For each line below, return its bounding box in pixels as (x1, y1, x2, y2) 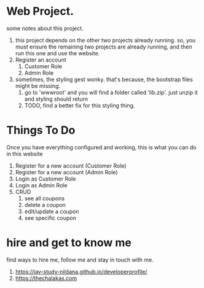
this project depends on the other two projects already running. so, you (15, 36, 196, 44)
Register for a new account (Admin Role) (15, 168, 118, 176)
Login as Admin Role (15, 181, 68, 189)
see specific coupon (24, 214, 77, 222)
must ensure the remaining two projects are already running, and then (15, 43, 192, 50)
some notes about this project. (6, 25, 84, 32)
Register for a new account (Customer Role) (15, 162, 127, 169)
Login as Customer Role (15, 175, 76, 182)
